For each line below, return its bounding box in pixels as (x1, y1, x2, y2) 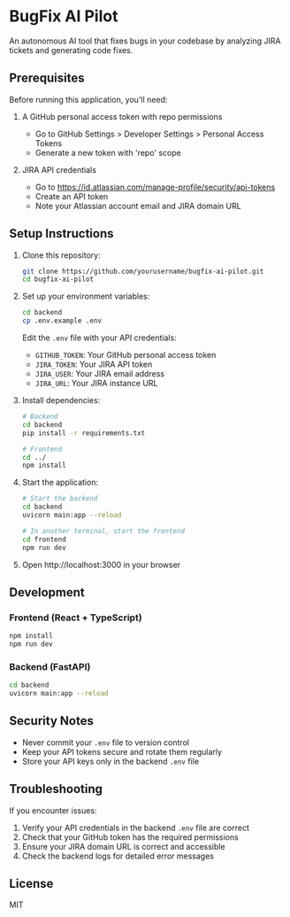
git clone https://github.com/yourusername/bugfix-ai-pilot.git (21, 267, 264, 276)
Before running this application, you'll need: (9, 94, 168, 105)
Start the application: (21, 477, 99, 488)
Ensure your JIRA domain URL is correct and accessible (21, 841, 225, 851)
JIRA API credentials (21, 164, 97, 175)
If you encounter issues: (9, 804, 97, 816)
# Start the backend (21, 494, 98, 503)
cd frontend (21, 534, 66, 544)
